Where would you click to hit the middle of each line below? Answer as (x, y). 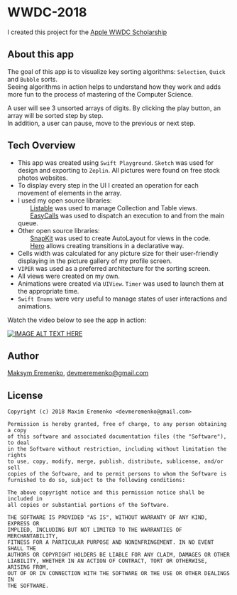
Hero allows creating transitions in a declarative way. (107, 245)
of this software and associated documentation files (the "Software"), (117, 437)
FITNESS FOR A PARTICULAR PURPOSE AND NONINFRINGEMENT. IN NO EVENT (111, 542)
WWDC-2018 (47, 12)
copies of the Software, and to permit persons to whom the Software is (117, 474)
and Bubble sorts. (33, 79)
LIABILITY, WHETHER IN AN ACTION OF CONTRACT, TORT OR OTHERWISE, (108, 561)
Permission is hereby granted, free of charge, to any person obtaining (117, 424)
